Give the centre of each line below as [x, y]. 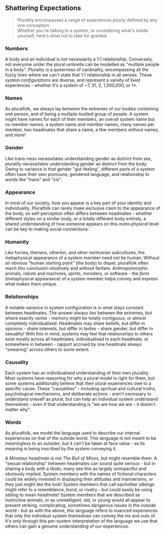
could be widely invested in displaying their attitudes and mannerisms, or [79, 479]
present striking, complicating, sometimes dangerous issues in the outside [81, 505]
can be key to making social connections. [47, 229]
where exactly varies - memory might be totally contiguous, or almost [76, 318]
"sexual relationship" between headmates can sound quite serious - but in [80, 464]
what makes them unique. [31, 284]
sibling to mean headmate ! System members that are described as [73, 495]
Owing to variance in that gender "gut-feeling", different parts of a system [80, 169]
